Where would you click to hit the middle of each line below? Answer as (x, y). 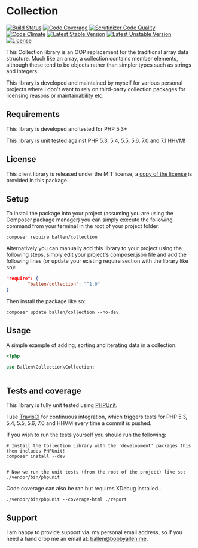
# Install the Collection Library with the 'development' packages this (99, 446)
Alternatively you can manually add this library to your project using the (94, 248)
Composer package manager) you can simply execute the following (89, 220)
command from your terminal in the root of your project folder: (83, 226)
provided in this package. (37, 180)
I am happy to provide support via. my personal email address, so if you (94, 532)
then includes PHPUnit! (36, 451)
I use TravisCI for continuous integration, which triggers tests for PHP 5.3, (97, 417)
